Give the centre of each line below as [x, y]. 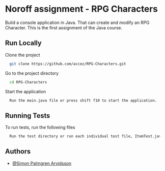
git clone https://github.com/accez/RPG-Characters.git [68, 64]
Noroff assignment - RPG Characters [82, 9]
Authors [18, 152]
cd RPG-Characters [28, 82]
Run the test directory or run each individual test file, [71, 136]
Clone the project [23, 55]
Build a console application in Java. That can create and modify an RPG [77, 22]
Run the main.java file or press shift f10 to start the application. [83, 100]
